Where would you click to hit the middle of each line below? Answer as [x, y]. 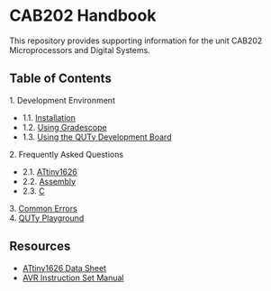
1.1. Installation [49, 117]
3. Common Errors [44, 208]
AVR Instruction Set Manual [73, 277]
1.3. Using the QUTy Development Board [97, 137]
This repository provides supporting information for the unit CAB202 [136, 41]
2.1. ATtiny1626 [50, 171]
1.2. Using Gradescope [64, 127]
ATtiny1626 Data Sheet [64, 268]
